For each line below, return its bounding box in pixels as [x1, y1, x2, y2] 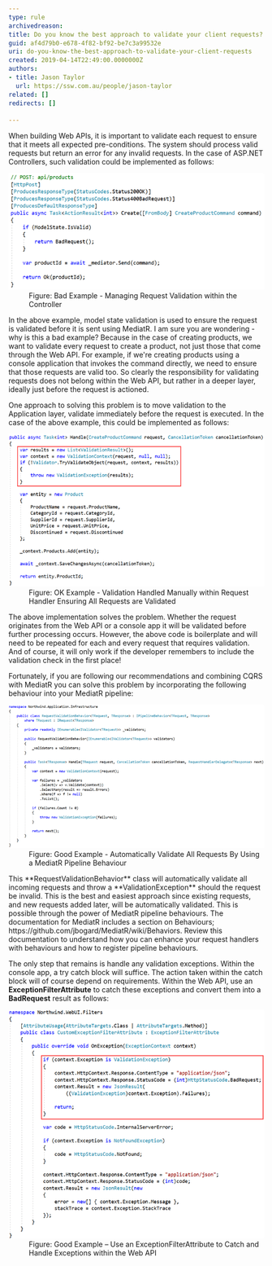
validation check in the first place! [8, 656, 122, 666]
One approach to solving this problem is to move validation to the [8, 400, 227, 411]
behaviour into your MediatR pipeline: [8, 688, 134, 698]
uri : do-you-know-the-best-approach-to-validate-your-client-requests [8, 47, 253, 56]
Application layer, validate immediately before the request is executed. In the [8, 409, 265, 419]
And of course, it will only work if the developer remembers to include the [8, 647, 254, 657]
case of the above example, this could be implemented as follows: [8, 418, 230, 428]
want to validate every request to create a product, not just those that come [8, 341, 261, 351]
